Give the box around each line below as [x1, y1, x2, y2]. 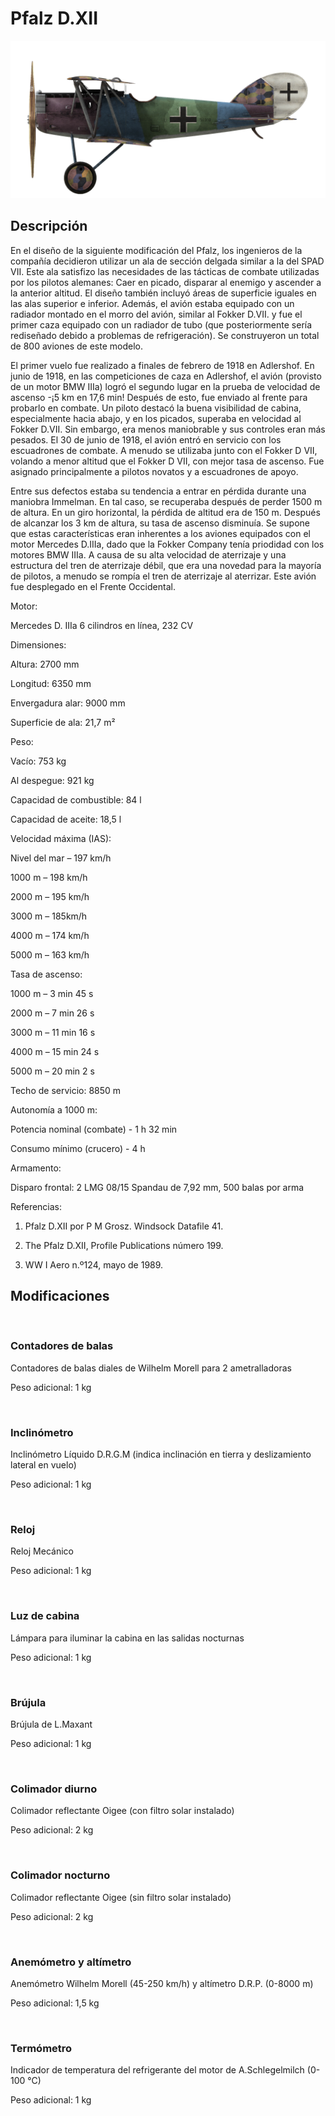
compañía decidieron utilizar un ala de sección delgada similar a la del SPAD [10, 255, 325, 267]
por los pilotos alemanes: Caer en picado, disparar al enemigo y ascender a [10, 276, 322, 288]
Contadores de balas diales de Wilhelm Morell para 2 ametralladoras [10, 1362, 292, 1374]
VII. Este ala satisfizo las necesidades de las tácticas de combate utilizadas [10, 265, 320, 277]
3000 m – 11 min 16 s [10, 1026, 96, 1038]
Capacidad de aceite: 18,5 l [10, 813, 122, 825]
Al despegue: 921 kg [10, 774, 95, 786]
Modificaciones [10, 1288, 110, 1305]
